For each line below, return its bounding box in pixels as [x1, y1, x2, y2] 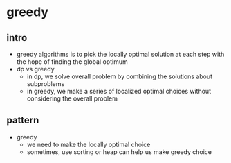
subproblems [26, 80, 65, 87]
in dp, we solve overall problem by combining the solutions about [26, 72, 212, 80]
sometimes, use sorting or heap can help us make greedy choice [26, 147, 212, 156]
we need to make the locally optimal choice [26, 140, 151, 148]
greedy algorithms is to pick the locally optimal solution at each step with [16, 50, 225, 58]
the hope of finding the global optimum [16, 58, 129, 66]
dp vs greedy [16, 65, 55, 73]
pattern [6, 114, 39, 126]
